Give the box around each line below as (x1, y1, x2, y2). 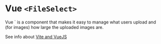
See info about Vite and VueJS (5, 34, 67, 40)
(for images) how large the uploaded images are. (5, 24, 104, 30)
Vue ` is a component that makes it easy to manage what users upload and (5, 19, 156, 25)
